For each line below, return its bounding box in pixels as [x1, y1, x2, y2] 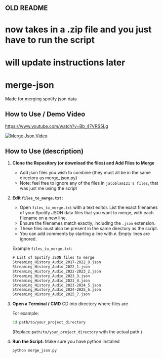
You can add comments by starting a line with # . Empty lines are [19, 231, 150, 237]
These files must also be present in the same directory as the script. [19, 226, 159, 232]
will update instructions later [5, 57, 125, 68]
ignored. [19, 236, 37, 242]
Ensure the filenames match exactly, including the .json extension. [19, 220, 156, 226]
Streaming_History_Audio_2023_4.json [12, 278, 90, 283]
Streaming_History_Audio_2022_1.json [12, 264, 90, 270]
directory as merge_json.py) [19, 175, 78, 181]
